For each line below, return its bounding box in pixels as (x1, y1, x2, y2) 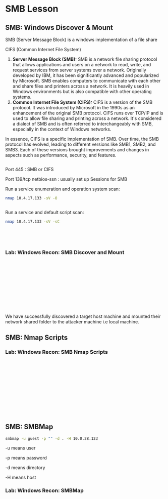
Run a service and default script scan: (5, 209, 84, 215)
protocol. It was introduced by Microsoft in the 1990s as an (12, 105, 135, 110)
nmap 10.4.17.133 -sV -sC (5, 219, 60, 224)
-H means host (5, 474, 36, 481)
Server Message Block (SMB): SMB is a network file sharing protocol (12, 56, 157, 62)
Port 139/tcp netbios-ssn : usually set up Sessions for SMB (5, 176, 128, 182)
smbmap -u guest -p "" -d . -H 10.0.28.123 (5, 436, 98, 441)
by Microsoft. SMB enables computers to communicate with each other (12, 78, 161, 84)
